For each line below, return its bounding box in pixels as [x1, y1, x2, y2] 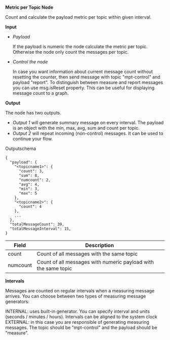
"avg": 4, [18, 182, 39, 187]
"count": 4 [18, 204, 42, 209]
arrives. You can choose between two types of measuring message [5, 293, 146, 299]
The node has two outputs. [5, 110, 62, 116]
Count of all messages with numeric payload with [36, 258, 154, 266]
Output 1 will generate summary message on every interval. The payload [12, 120, 164, 126]
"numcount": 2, [18, 177, 51, 182]
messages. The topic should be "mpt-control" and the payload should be [5, 324, 158, 330]
